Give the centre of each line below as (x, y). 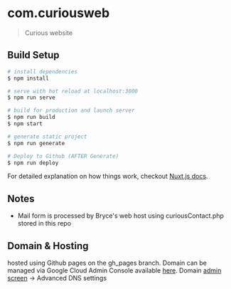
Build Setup (33, 55)
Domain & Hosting (48, 246)
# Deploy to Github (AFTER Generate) (63, 156)
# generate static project (47, 137)
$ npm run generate (36, 143)
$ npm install (28, 78)
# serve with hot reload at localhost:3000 (73, 91)
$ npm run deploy (33, 163)
